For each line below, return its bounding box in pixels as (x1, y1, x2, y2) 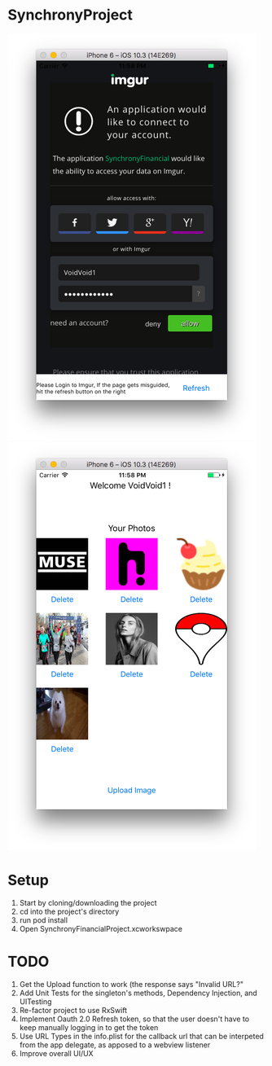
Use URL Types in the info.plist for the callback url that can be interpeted (19, 1031, 264, 1041)
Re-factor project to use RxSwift (19, 1005, 128, 1015)
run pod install (19, 915, 68, 925)
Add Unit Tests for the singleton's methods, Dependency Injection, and (19, 988, 257, 998)
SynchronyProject (7, 6, 134, 24)
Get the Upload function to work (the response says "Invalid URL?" (19, 979, 243, 989)
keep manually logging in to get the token (19, 1022, 159, 1032)
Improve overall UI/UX (19, 1048, 94, 1058)
